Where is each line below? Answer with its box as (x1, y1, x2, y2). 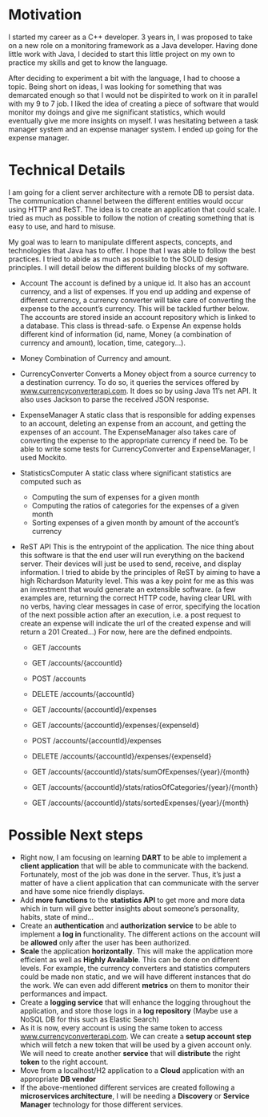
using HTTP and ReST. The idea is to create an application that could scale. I (8, 204, 261, 214)
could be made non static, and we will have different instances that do (19, 972, 251, 981)
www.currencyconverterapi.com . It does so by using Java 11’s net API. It (19, 386, 258, 395)
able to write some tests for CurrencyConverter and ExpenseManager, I (19, 443, 256, 454)
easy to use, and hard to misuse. (8, 221, 116, 231)
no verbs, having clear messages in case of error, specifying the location (19, 601, 261, 611)
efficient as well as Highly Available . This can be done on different (19, 954, 240, 964)
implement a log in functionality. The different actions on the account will (19, 929, 261, 939)
